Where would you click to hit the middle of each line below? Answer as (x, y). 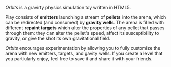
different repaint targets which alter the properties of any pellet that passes (85, 28)
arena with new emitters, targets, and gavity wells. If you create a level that (84, 53)
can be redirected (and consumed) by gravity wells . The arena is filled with (85, 22)
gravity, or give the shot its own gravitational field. (58, 38)
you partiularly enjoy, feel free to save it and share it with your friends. (79, 59)
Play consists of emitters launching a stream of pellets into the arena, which (86, 17)
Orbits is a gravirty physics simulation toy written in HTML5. (68, 7)
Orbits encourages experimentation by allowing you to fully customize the (83, 48)
